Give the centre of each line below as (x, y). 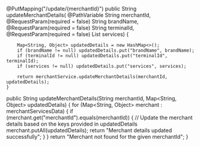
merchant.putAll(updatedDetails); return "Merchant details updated (89, 130)
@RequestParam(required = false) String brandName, (73, 21)
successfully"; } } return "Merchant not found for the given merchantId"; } (97, 137)
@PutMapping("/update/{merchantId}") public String (71, 9)
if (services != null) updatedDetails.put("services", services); (102, 66)
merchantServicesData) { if (40, 111)
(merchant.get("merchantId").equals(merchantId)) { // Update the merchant (100, 117)
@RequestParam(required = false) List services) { (68, 34)
